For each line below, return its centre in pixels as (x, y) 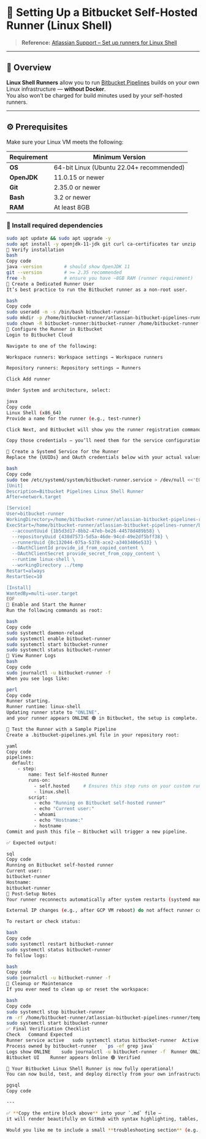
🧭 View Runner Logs (31, 656)
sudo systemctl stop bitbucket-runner (56, 1012)
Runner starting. (29, 701)
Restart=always (26, 571)
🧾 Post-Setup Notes (31, 894)
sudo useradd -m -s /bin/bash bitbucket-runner (68, 312)
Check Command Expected (39, 1035)
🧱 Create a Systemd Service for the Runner (63, 452)
